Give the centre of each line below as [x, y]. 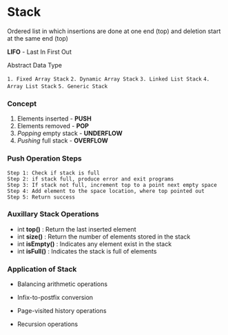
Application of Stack [42, 269]
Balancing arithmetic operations [62, 284]
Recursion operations [47, 324]
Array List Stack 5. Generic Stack [58, 86]
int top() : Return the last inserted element [76, 229]
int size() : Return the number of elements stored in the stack [104, 236]
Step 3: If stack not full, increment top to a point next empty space [112, 185]
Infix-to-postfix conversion [55, 298]
